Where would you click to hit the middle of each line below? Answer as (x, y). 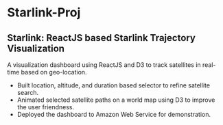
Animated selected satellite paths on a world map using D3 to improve (116, 100)
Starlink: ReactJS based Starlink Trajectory (101, 38)
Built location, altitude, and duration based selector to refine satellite (114, 85)
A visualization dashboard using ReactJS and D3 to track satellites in (104, 65)
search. (28, 93)
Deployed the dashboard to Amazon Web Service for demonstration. (114, 114)
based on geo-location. (54, 72)
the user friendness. (46, 107)
